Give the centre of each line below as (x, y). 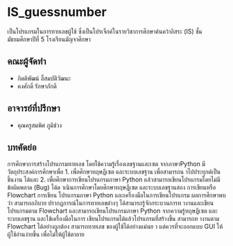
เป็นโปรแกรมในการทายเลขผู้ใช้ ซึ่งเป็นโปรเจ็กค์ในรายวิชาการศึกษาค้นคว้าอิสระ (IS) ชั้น (105, 31)
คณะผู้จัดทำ (27, 61)
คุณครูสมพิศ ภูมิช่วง (40, 125)
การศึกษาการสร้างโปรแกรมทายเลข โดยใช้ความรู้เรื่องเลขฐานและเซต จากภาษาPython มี (106, 164)
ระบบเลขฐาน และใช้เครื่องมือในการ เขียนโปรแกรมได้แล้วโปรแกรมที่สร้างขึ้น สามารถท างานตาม (113, 219)
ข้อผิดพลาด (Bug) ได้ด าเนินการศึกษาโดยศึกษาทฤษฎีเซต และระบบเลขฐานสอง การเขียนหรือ (112, 188)
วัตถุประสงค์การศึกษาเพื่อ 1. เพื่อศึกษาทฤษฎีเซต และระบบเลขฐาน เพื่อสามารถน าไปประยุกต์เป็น (114, 172)
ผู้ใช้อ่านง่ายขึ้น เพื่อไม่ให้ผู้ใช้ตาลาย (46, 234)
